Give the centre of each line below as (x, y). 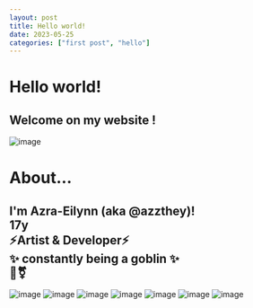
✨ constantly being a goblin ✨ (94, 258)
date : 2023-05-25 (42, 34)
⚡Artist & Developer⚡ (70, 240)
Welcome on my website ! (83, 120)
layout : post (34, 18)
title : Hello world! (48, 26)
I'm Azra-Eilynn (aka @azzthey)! (102, 211)
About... (41, 178)
